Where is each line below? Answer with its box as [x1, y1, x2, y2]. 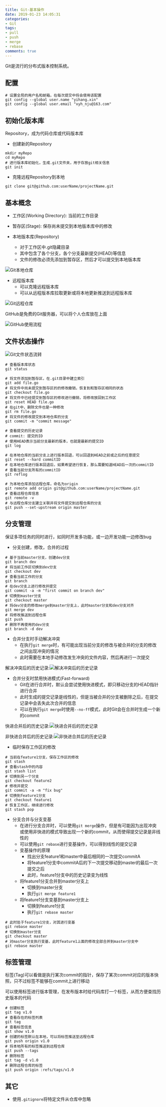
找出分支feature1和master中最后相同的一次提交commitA [27, 853, 141, 859]
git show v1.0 [5, 1029, 35, 1034]
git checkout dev [5, 569, 41, 574]
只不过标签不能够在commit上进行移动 [13, 978, 90, 984]
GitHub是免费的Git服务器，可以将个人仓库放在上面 [5, 311, 108, 317]
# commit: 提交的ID [5, 433, 43, 438]
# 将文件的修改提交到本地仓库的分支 [5, 414, 69, 419]
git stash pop [5, 807, 35, 812]
